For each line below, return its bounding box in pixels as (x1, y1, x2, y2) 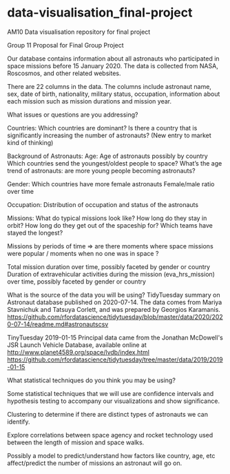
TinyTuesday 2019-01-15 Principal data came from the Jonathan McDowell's (7, 333, 224, 342)
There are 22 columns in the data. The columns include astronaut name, (7, 82, 212, 90)
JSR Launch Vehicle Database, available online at (7, 340, 147, 349)
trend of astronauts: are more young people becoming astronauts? (7, 166, 196, 175)
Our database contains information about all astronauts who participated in (7, 54, 220, 63)
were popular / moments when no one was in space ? (7, 249, 159, 257)
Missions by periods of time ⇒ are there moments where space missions (7, 241, 213, 250)
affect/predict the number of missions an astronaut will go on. (7, 459, 182, 467)
